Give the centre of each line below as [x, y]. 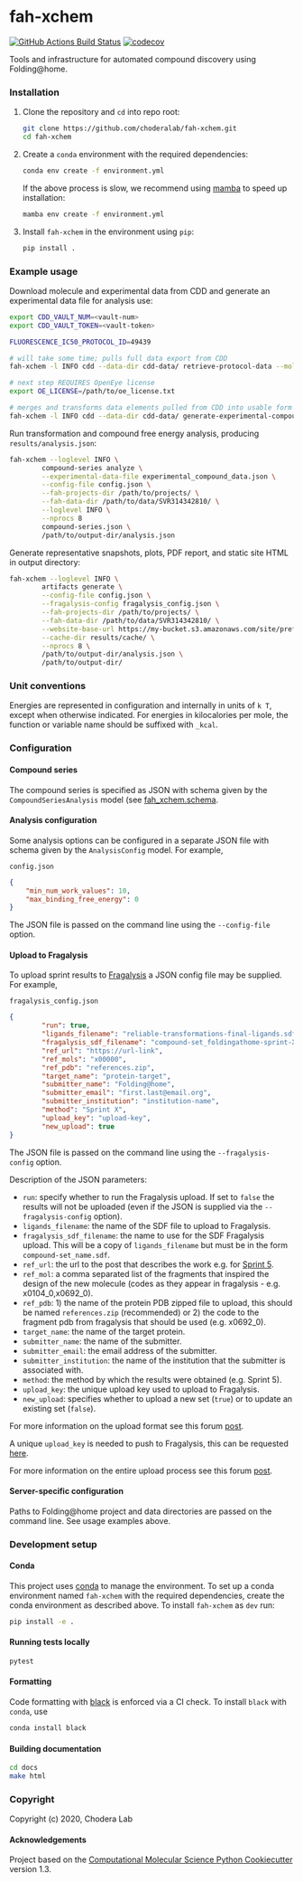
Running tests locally [50, 1642]
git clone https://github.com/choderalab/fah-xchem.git [129, 128]
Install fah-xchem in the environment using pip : [108, 232]
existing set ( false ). [59, 1408]
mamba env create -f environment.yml [93, 214]
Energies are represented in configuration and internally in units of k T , [141, 705]
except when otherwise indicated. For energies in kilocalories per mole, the [149, 715]
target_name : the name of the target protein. [104, 1331]
